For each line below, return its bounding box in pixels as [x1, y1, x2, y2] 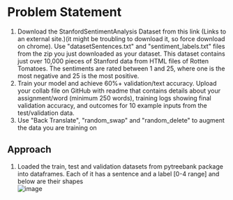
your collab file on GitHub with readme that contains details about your [17, 86, 221, 95]
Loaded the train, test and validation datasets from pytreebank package [17, 162, 223, 171]
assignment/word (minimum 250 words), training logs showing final [17, 93, 211, 102]
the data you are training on [17, 123, 98, 132]
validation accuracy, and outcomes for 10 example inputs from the [17, 101, 208, 109]
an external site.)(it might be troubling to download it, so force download [17, 34, 225, 43]
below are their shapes [17, 177, 84, 185]
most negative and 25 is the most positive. [17, 71, 140, 80]
